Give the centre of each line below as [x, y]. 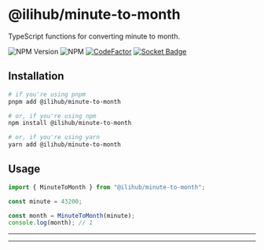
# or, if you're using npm [52, 116]
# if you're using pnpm [47, 94]
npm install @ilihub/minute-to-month [70, 123]
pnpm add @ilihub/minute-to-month [65, 101]
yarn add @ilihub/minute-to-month [65, 145]
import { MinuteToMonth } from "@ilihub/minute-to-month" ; [107, 187]
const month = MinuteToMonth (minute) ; [71, 215]
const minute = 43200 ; [45, 201]
